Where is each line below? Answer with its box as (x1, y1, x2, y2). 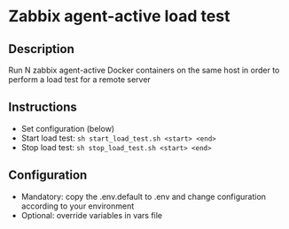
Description (8, 42, 74, 57)
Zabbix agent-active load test (8, 6, 230, 27)
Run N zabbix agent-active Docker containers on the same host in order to (8, 65, 280, 75)
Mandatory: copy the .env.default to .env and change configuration (20, 191, 267, 202)
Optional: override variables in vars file (20, 210, 163, 220)
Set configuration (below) (20, 123, 115, 134)
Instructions (8, 100, 77, 115)
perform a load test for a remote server (8, 74, 152, 85)
